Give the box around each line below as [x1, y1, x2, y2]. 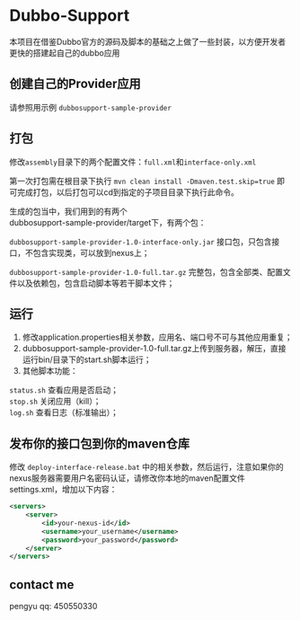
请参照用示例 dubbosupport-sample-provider [9, 102, 172, 112]
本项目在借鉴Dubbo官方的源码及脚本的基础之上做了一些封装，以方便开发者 [9, 36, 286, 47]
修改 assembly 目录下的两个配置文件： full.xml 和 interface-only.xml [9, 156, 257, 167]
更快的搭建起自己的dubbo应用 [9, 47, 120, 58]
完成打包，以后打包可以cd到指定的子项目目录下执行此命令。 [16, 186, 240, 198]
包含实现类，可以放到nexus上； [32, 247, 150, 258]
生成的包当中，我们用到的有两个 [9, 206, 128, 217]
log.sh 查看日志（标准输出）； [9, 407, 119, 418]
